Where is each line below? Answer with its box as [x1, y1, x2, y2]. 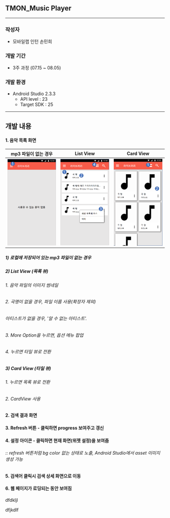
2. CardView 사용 [5, 395, 40, 402]
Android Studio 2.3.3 [12, 91, 56, 97]
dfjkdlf [5, 507, 19, 513]
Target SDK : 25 [20, 101, 54, 107]
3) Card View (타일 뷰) [5, 365, 52, 371]
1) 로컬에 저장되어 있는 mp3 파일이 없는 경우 [5, 255, 92, 261]
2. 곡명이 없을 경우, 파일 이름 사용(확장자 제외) [5, 299, 96, 305]
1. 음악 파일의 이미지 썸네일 [5, 282, 59, 288]
